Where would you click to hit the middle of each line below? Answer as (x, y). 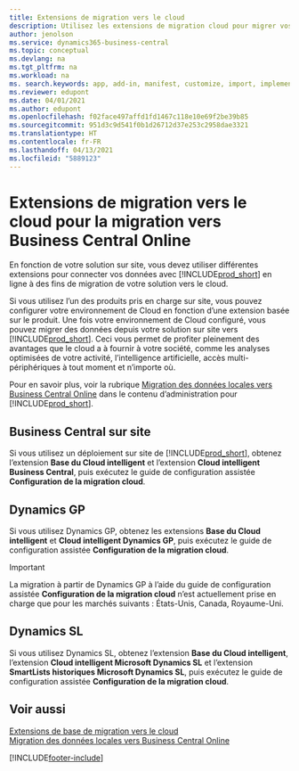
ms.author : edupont (45, 109)
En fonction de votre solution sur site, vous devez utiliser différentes (134, 265)
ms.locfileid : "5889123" (55, 158)
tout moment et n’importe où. (122, 367)
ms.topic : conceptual (49, 51)
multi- (238, 358)
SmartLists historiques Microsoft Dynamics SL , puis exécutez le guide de (146, 672)
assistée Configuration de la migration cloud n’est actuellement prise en (143, 595)
